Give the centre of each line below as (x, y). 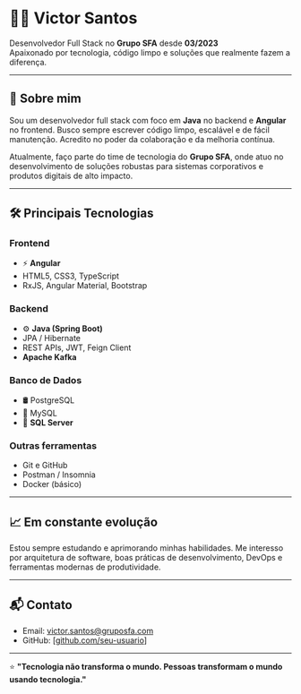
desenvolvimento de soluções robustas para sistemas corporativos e (137, 166)
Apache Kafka (49, 356)
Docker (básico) (52, 484)
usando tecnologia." (48, 679)
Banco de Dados (46, 380)
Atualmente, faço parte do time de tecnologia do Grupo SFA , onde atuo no (146, 157)
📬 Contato (41, 605)
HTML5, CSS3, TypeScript (70, 276)
